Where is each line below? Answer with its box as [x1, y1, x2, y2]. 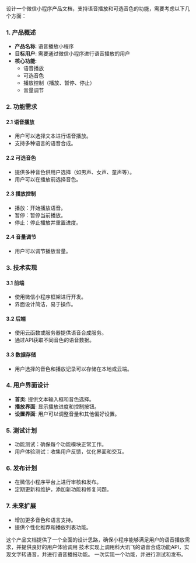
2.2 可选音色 [6, 155, 36, 162]
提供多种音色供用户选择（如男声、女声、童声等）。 [14, 169, 135, 176]
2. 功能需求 [6, 103, 37, 111]
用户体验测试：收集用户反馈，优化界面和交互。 [14, 448, 127, 455]
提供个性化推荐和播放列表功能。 [14, 523, 92, 531]
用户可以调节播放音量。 [14, 248, 71, 255]
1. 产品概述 [6, 28, 36, 36]
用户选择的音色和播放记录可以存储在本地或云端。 [14, 365, 132, 372]
